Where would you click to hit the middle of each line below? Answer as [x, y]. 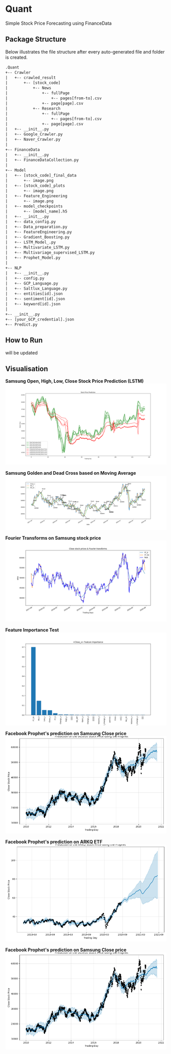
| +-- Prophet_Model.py [33, 258]
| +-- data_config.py [31, 222]
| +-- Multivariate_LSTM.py [38, 247]
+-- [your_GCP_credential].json [40, 319]
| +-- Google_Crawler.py [34, 134]
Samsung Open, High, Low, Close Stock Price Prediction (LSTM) [75, 381]
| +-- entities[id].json [34, 294]
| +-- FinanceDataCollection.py [42, 160]
